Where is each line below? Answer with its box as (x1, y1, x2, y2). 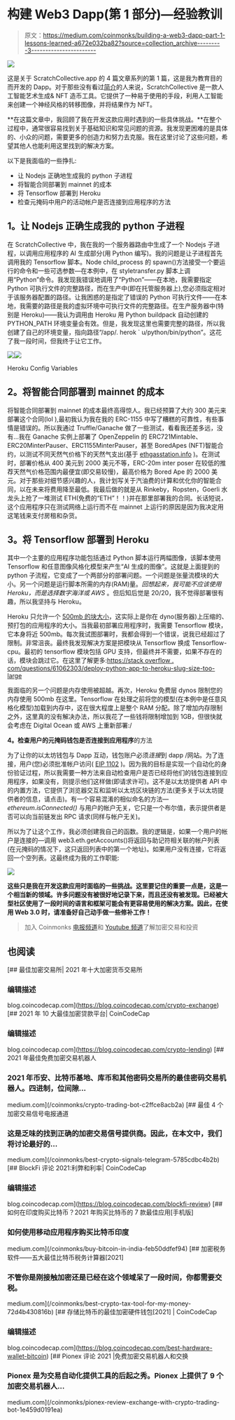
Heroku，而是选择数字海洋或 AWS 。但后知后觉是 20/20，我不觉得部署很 (7, 589, 218, 597)
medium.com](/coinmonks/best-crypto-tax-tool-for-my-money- (7, 1299, 192, 1308)
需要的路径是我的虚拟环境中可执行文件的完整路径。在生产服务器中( (25, 301, 218, 310)
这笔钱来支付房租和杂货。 (7, 511, 81, 519)
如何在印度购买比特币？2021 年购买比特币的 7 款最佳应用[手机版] (7, 1208, 194, 1216)
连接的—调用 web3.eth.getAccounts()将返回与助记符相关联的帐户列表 (19, 836, 220, 844)
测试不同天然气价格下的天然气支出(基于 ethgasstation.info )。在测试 (25, 450, 220, 458)
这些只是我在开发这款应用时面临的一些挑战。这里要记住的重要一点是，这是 (7, 882, 222, 890)
